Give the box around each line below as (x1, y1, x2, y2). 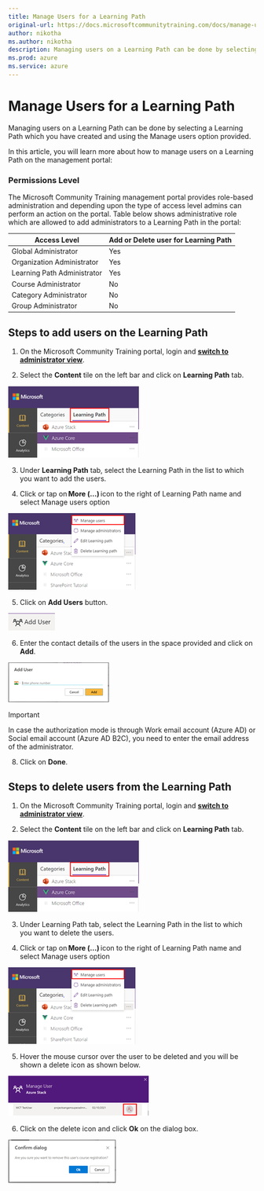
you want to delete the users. (19, 928, 115, 938)
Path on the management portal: (8, 155, 112, 164)
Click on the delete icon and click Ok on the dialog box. (19, 1124, 199, 1134)
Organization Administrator (11, 258, 99, 267)
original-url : (8, 20, 55, 29)
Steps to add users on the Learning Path (8, 326, 208, 339)
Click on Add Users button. (19, 598, 108, 607)
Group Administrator (11, 301, 78, 310)
